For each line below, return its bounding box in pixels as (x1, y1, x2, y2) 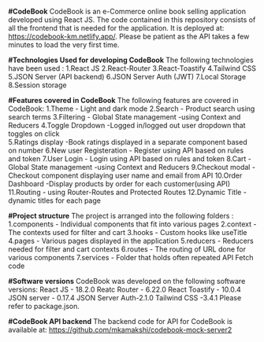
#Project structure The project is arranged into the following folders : (8, 211, 234, 220)
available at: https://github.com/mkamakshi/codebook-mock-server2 (8, 325, 232, 334)
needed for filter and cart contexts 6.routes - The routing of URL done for (8, 245, 247, 254)
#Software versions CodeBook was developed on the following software (8, 277, 246, 285)
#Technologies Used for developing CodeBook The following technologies (8, 55, 254, 64)
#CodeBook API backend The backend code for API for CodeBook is (8, 317, 232, 325)
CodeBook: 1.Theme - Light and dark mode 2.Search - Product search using (8, 104, 255, 113)
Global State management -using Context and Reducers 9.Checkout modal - (8, 163, 256, 171)
